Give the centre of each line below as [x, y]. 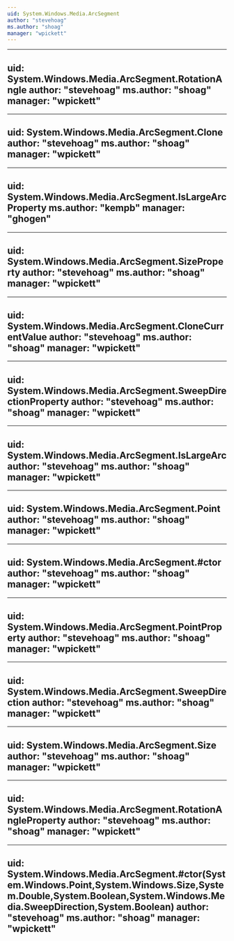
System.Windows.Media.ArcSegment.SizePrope [116, 262]
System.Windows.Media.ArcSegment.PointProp [115, 627]
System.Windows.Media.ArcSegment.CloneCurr [116, 326]
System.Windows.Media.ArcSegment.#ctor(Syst [117, 874]
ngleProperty [37, 820]
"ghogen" [29, 219]
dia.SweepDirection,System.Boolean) [91, 907]
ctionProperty [38, 401]
